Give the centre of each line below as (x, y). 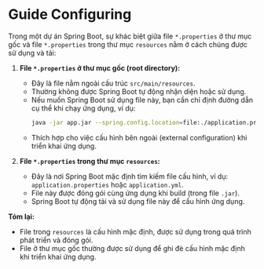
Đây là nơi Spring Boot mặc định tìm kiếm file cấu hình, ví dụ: (130, 176)
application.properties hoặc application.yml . (108, 184)
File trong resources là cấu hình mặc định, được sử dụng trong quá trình (135, 231)
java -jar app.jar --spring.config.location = (107, 122)
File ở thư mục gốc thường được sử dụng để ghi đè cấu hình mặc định (132, 248)
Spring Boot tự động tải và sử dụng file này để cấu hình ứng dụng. (138, 201)
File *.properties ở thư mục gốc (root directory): (100, 67)
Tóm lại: (22, 216)
